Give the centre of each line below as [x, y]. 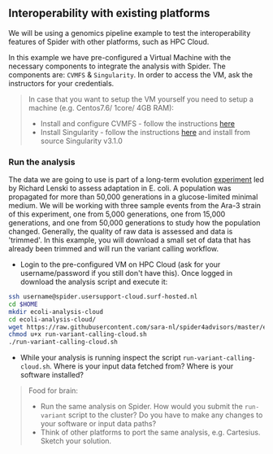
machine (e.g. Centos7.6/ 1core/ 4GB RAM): [101, 107]
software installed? [52, 375]
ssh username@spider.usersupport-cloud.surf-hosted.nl [103, 297]
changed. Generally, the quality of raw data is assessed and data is [121, 232]
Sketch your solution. [76, 441]
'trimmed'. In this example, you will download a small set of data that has [130, 240]
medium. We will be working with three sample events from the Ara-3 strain [135, 206]
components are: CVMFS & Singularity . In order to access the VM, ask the [131, 74]
